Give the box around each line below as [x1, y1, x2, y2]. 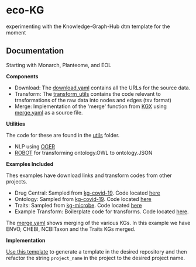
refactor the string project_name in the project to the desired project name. [6, 254, 185, 261]
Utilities [6, 120, 25, 127]
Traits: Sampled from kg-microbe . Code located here [14, 202, 142, 209]
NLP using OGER [14, 143, 56, 150]
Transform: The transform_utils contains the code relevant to [14, 90, 161, 97]
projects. [6, 178, 27, 185]
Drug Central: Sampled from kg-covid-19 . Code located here [14, 189, 160, 196]
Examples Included [6, 160, 54, 167]
